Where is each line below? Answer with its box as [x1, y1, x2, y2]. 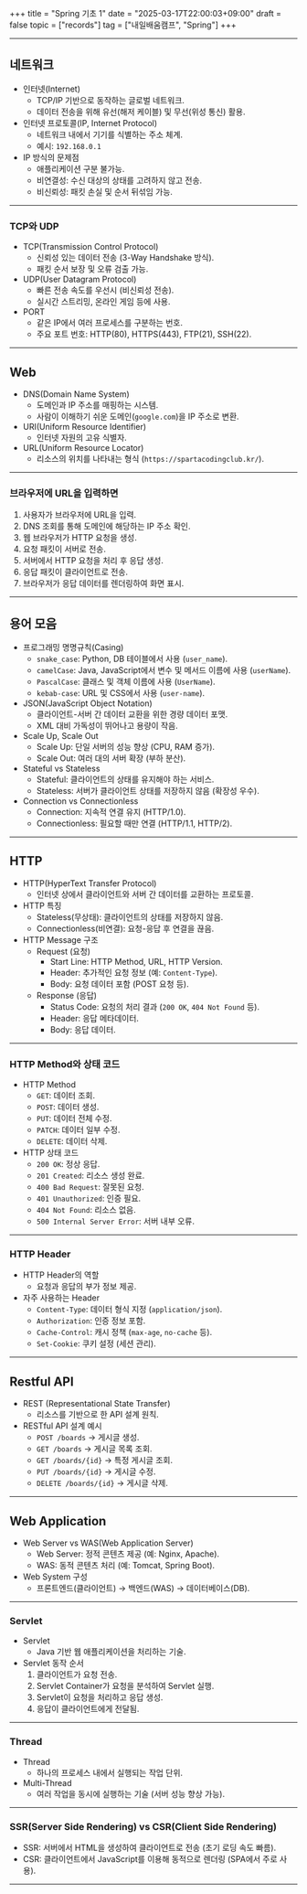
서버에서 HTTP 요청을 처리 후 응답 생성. [22, 555, 164, 566]
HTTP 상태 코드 [22, 1147, 79, 1159]
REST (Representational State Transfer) [22, 1398, 171, 1409]
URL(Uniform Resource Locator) [22, 442, 144, 453]
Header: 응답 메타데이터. [49, 1012, 140, 1023]
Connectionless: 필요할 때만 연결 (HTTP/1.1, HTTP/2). [36, 818, 233, 829]
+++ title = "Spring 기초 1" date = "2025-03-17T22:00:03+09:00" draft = [9, 8, 281, 18]
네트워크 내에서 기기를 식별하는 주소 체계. [36, 129, 184, 140]
